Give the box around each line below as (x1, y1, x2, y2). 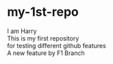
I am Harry (7, 27, 37, 35)
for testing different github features (7, 41, 106, 50)
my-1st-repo (7, 4, 79, 20)
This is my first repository (7, 34, 79, 42)
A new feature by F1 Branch (7, 49, 85, 57)
